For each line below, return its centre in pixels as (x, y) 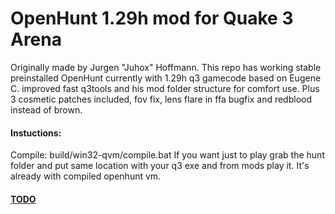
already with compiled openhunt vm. (86, 176)
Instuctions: (36, 133)
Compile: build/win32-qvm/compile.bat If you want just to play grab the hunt (167, 155)
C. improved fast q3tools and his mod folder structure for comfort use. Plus (165, 88)
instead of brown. (46, 109)
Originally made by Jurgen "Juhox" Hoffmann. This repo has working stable (166, 67)
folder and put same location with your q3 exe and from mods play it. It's (160, 166)
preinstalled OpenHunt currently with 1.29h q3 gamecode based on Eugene (166, 78)
